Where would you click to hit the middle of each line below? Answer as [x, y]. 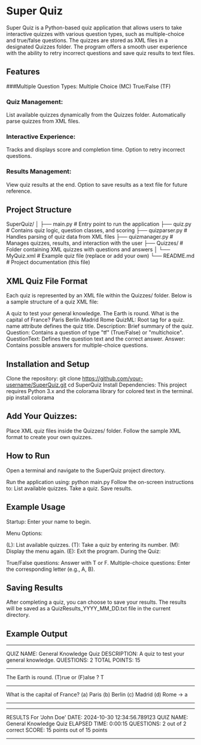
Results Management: [39, 172]
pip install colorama [31, 398]
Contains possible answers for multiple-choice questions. [77, 345]
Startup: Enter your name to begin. [49, 521]
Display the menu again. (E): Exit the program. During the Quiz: [83, 551]
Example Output [37, 633]
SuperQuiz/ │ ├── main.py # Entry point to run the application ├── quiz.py [99, 224]
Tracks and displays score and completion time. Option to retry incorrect [96, 150]
